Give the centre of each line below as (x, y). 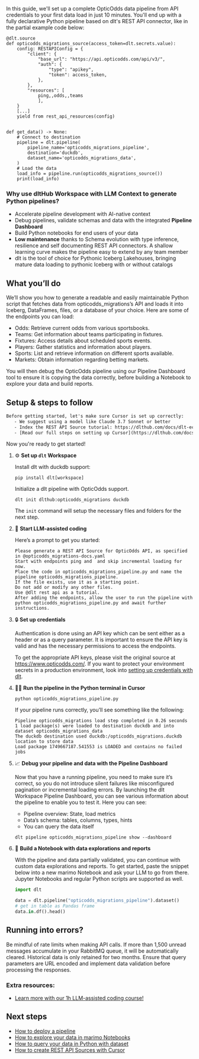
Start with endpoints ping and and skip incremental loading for (98, 562)
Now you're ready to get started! (46, 444)
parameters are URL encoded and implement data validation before (88, 963)
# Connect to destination (49, 137)
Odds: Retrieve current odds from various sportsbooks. (82, 328)
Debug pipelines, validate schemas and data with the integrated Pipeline (103, 220)
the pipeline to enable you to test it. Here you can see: (81, 802)
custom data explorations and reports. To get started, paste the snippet (102, 866)
